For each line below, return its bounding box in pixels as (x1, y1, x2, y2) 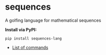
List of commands (12, 44, 49, 50)
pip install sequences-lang (5, 36, 62, 41)
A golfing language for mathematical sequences (5, 17, 101, 23)
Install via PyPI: (5, 27, 37, 32)
